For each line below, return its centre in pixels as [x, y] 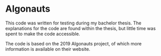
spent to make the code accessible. [43, 34]
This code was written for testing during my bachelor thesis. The [73, 23]
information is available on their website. [48, 49]
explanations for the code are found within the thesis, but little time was [80, 28]
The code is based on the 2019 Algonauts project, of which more [74, 43]
